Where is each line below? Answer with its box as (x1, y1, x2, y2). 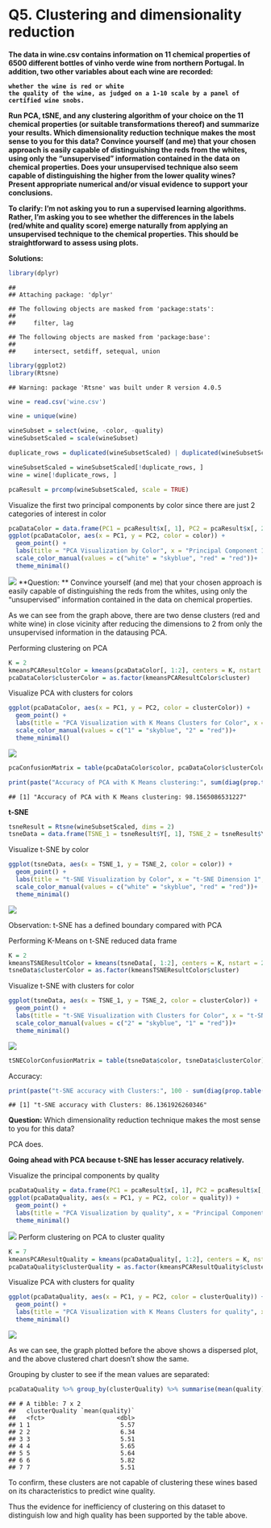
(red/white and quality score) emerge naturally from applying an (8, 220, 228, 230)
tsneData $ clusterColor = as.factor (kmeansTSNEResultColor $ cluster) (8, 967, 240, 975)
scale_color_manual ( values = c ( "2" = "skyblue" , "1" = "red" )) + (15, 1019, 236, 1027)
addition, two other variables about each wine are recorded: (8, 66, 214, 76)
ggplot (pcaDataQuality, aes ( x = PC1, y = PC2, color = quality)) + (8, 1194, 240, 1203)
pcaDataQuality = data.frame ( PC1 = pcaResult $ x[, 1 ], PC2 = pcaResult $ (8, 1186, 254, 1194)
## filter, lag (8, 319, 74, 327)
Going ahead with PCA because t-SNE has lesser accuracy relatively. (8, 1155, 244, 1165)
